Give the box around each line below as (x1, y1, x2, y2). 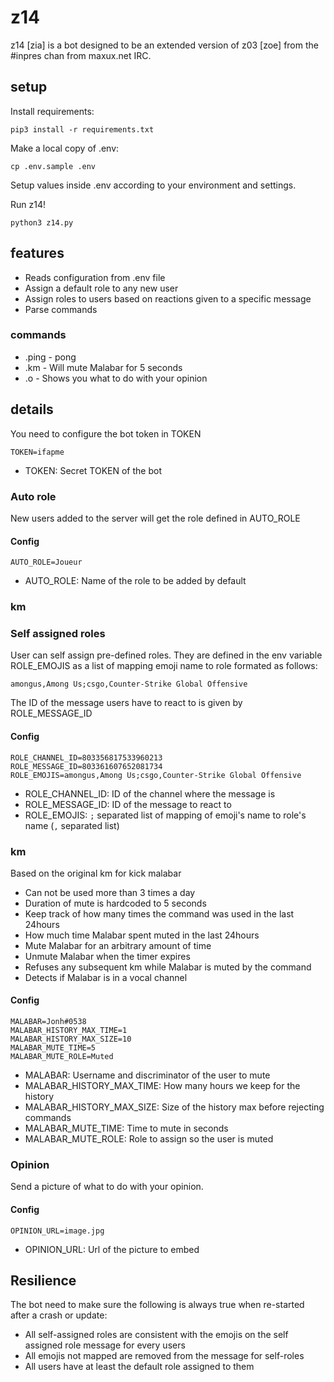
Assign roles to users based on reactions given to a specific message (24, 292, 312, 305)
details (10, 401, 54, 418)
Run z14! (10, 198, 46, 210)
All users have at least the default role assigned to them (24, 1361, 255, 1373)
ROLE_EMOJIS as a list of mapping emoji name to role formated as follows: (10, 660, 318, 672)
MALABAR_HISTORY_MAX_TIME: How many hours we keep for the (24, 1080, 301, 1092)
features (10, 245, 65, 262)
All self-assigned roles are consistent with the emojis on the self (24, 1329, 289, 1341)
